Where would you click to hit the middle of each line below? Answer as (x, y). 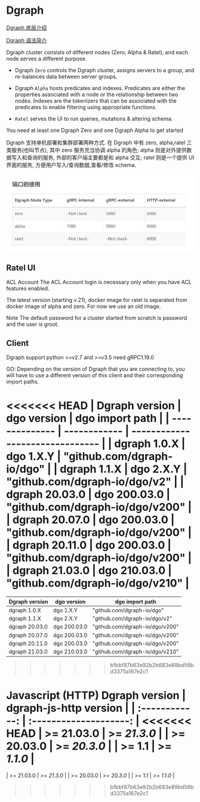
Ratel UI (21, 268)
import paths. (23, 382)
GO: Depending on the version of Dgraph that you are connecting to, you (96, 369)
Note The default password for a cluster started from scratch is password (97, 318)
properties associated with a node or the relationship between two (96, 94)
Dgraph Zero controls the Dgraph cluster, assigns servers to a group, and (104, 70)
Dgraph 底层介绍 (27, 27)
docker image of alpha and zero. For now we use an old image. (84, 306)
